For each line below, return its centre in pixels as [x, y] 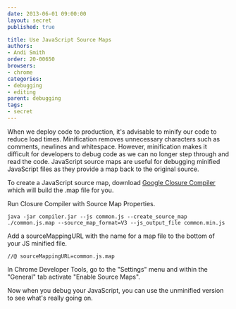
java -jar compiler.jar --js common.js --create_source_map [98, 216]
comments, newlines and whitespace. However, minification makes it [107, 146]
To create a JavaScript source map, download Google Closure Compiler [112, 182]
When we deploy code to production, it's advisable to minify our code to [112, 132]
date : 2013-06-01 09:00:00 [47, 14]
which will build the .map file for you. [61, 190]
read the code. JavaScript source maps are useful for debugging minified [114, 161]
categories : [25, 79]
